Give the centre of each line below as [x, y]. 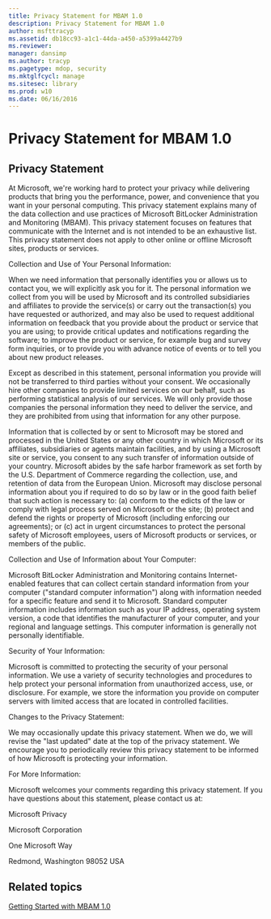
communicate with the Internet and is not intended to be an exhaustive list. [133, 231]
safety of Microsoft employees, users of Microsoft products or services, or [133, 535]
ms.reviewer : [30, 46]
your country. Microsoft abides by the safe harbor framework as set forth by [135, 466]
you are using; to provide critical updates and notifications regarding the [129, 331]
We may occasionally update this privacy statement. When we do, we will [131, 733]
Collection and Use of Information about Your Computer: [102, 559]
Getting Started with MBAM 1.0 [59, 906]
